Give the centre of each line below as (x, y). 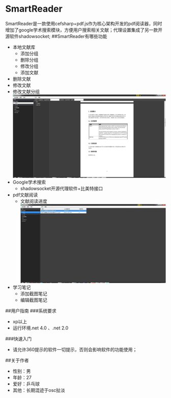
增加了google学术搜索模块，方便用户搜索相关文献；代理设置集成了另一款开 (84, 30)
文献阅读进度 (34, 201)
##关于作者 (17, 360)
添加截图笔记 (34, 294)
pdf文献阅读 (25, 195)
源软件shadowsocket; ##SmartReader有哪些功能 (56, 36)
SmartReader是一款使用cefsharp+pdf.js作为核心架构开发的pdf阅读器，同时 (84, 23)
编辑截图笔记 (34, 300)
